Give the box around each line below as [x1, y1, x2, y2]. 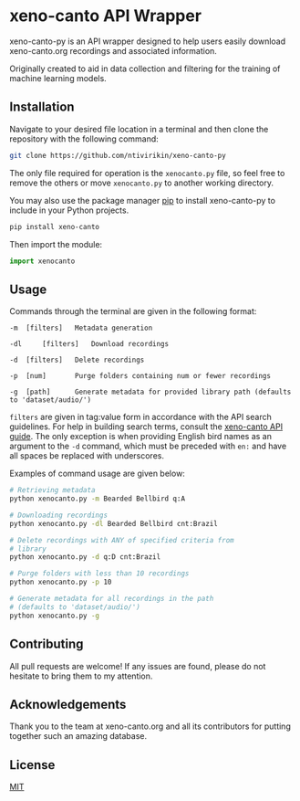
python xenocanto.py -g [9, 611, 100, 620]
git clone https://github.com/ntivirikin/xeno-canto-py [9, 151, 226, 160]
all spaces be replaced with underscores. [9, 450, 164, 461]
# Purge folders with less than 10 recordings [9, 569, 190, 578]
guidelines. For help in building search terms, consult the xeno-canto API [9, 421, 284, 432]
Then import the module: [9, 238, 103, 249]
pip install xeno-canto [9, 222, 100, 231]
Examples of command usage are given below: [9, 468, 185, 480]
